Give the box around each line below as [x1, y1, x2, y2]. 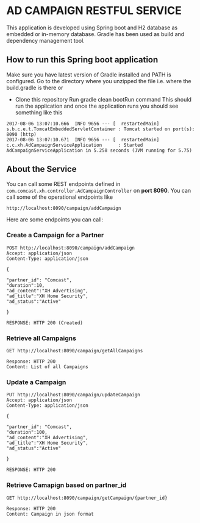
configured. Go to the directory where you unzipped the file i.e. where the [6, 77, 192, 84]
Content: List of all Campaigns [6, 364, 88, 370]
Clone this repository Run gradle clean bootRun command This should [15, 95, 192, 103]
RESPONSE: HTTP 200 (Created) [6, 319, 84, 326]
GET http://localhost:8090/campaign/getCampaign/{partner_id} [6, 495, 168, 501]
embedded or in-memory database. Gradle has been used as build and [6, 30, 185, 37]
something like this [15, 108, 63, 116]
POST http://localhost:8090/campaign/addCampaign [6, 245, 135, 251]
